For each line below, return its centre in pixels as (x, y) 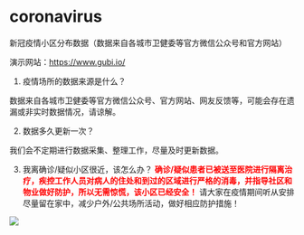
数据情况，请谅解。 (84, 111)
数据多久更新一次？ (58, 131)
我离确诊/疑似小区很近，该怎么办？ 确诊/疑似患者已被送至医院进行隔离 (153, 169)
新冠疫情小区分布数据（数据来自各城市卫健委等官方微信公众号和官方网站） (148, 42)
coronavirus (56, 17)
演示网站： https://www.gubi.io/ (67, 61)
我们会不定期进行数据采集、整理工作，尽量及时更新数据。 (116, 150)
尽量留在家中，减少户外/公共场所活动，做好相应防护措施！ (131, 203)
